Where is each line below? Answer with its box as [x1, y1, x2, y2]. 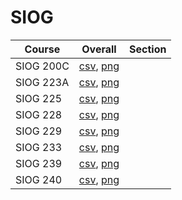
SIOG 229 [15, 124, 63, 138]
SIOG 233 [15, 140, 63, 154]
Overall [81, 42, 117, 56]
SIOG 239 [15, 156, 63, 170]
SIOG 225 [15, 91, 63, 105]
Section [129, 42, 167, 56]
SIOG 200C [15, 59, 70, 73]
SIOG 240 [15, 172, 63, 186]
